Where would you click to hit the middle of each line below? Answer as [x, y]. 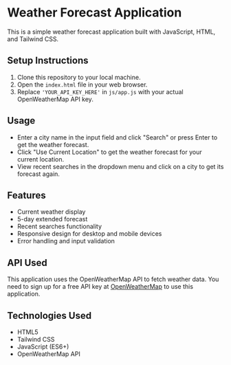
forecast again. [38, 174]
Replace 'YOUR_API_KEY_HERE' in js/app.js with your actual [100, 91]
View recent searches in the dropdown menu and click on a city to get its [120, 166]
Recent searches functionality [59, 226]
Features [26, 195]
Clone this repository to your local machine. [79, 77]
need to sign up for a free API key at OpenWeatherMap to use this [100, 287]
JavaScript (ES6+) [43, 346]
